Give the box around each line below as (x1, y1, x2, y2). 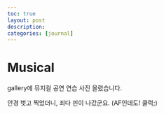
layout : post (7, 17, 46, 24)
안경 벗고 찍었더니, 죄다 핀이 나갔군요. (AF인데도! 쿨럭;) (7, 99, 158, 107)
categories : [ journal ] (7, 29, 74, 37)
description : (7, 23, 46, 30)
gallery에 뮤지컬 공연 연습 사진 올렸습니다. (7, 84, 123, 92)
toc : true (7, 10, 36, 17)
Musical (7, 60, 55, 76)
